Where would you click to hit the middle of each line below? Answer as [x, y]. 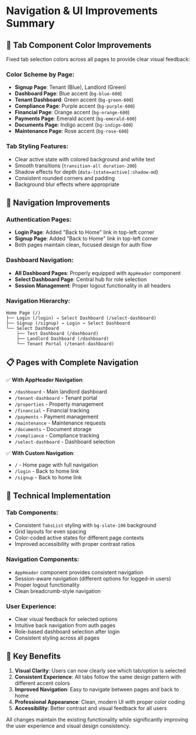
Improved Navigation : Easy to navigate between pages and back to [97, 689]
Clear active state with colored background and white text [85, 159]
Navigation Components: [43, 559]
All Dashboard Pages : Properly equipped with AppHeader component [98, 273]
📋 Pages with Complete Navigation [72, 362]
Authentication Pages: [39, 219]
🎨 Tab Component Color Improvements [79, 45]
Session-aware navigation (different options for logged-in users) [93, 578]
